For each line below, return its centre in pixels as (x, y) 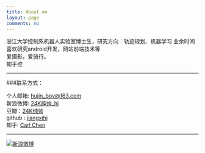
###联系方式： (25, 83)
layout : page (23, 18)
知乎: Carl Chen (26, 125)
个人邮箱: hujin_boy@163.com (44, 96)
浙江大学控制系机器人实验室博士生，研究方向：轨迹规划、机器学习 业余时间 (101, 41)
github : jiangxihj (27, 118)
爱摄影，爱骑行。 (28, 57)
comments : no (23, 23)
